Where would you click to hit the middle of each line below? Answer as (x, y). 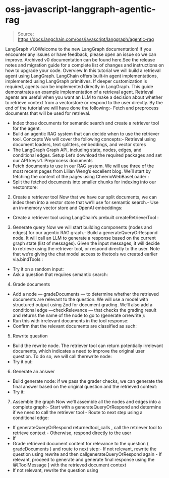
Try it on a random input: (38, 269)
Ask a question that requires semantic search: (60, 274)
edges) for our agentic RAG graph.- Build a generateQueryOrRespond (85, 232)
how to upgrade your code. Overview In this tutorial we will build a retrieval (83, 70)
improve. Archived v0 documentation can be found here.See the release (80, 59)
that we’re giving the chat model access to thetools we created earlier (85, 254)
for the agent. (27, 128)
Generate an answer (34, 371)
